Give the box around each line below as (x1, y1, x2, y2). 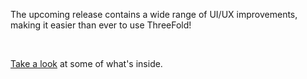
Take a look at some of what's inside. (10, 58, 163, 69)
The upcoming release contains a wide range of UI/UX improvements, (10, 9, 298, 20)
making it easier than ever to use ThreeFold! (10, 19, 192, 31)
